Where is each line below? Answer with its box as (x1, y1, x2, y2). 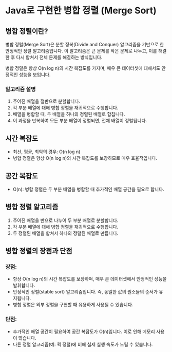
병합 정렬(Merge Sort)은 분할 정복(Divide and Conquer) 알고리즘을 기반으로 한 (5, 42, 164, 47)
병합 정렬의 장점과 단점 (5, 247, 73, 255)
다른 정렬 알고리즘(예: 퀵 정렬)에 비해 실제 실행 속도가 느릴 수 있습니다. (12, 341, 153, 347)
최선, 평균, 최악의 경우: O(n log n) (12, 149, 81, 155)
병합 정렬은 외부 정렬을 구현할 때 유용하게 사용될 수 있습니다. (12, 302, 133, 308)
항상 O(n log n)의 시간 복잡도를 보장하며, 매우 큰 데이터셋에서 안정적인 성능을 (12, 276, 167, 282)
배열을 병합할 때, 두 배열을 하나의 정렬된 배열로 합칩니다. (12, 111, 125, 117)
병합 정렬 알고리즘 (5, 202, 59, 211)
